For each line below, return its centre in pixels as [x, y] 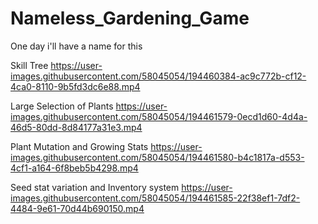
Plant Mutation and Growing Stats [79, 146]
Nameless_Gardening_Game [130, 18]
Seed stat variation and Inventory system [95, 187]
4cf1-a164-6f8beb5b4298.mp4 [74, 168]
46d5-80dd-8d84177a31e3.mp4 [76, 127]
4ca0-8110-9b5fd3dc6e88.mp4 [75, 86]
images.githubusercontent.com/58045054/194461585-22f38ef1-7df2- [155, 198]
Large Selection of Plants [62, 106]
